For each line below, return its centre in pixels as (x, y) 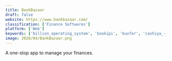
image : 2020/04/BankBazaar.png (39, 39)
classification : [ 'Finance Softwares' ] (48, 24)
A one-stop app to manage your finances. (49, 53)
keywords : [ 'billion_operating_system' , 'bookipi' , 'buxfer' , (73, 34)
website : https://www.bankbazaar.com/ (47, 19)
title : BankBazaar (25, 10)
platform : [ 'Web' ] (25, 29)
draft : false (19, 15)
